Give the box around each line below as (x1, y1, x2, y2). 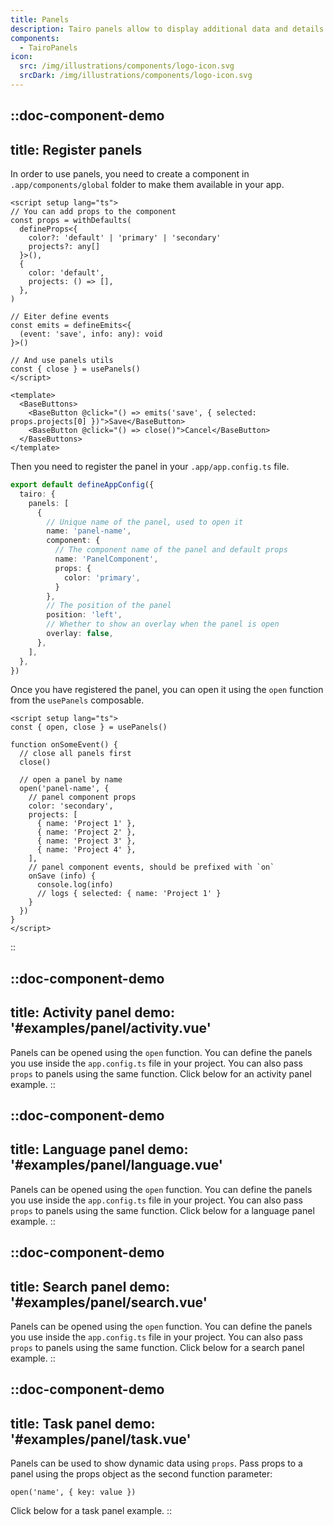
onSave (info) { (28, 871, 97, 881)
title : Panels (10, 14, 70, 25)
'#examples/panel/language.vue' (10, 1157, 223, 1174)
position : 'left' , (46, 610, 123, 620)
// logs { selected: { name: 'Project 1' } (36, 889, 222, 899)
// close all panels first (19, 749, 132, 759)
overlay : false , (46, 629, 114, 639)
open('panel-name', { (19, 784, 110, 794)
